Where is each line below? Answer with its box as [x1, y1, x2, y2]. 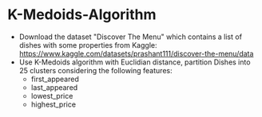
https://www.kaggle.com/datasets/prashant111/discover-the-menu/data [18, 49, 254, 58]
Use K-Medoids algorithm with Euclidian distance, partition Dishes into [18, 57, 251, 67]
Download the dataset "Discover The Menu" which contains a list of [18, 32, 243, 41]
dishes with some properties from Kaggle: [18, 40, 157, 49]
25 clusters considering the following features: [18, 65, 173, 75]
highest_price [30, 99, 77, 109]
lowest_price [30, 91, 73, 100]
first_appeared [30, 74, 79, 84]
